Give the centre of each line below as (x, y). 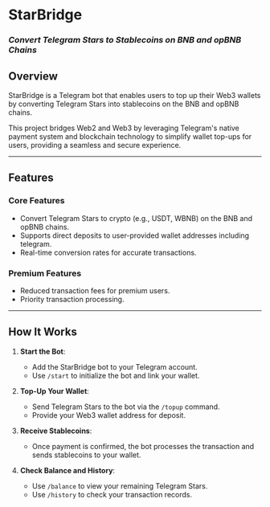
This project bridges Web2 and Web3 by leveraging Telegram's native (124, 128)
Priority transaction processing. (72, 299)
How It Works (43, 332)
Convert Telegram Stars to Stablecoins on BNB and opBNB (125, 40)
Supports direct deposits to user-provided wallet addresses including (135, 235)
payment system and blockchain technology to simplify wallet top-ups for (130, 136)
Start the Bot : (43, 351)
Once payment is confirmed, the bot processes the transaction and (143, 446)
